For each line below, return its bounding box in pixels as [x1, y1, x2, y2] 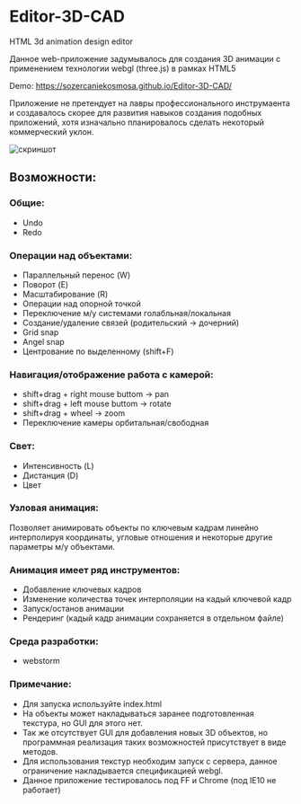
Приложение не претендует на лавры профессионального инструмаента [9, 97, 290, 109]
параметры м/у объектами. [9, 541, 115, 552]
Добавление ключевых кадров [22, 584, 142, 595]
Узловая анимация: [9, 501, 99, 514]
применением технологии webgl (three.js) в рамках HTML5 [9, 63, 236, 74]
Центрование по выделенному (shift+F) [22, 346, 174, 357]
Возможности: [9, 170, 97, 185]
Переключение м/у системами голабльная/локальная [22, 307, 232, 318]
